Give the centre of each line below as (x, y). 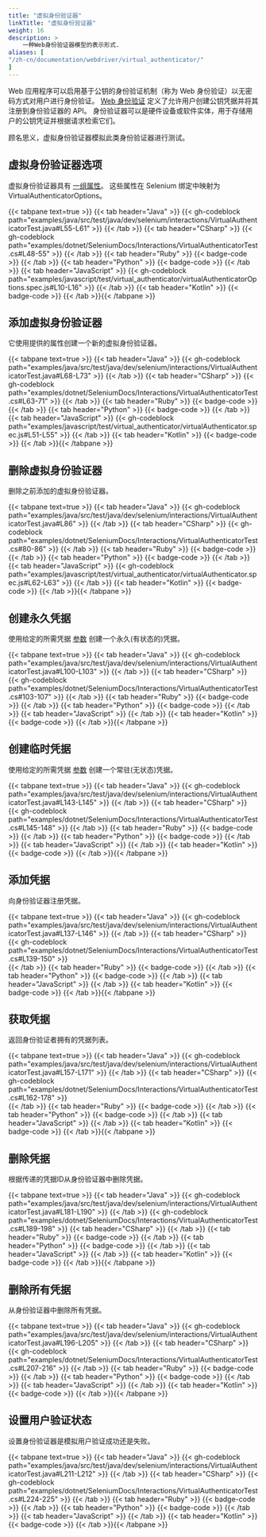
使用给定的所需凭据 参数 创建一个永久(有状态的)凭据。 (96, 639)
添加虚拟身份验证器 (55, 322)
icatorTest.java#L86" (42, 524)
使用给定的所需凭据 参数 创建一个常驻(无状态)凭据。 (93, 769)
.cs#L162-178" (32, 1098)
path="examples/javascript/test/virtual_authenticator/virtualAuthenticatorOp (133, 279)
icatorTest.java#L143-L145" (53, 802)
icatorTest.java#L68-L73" (50, 376)
